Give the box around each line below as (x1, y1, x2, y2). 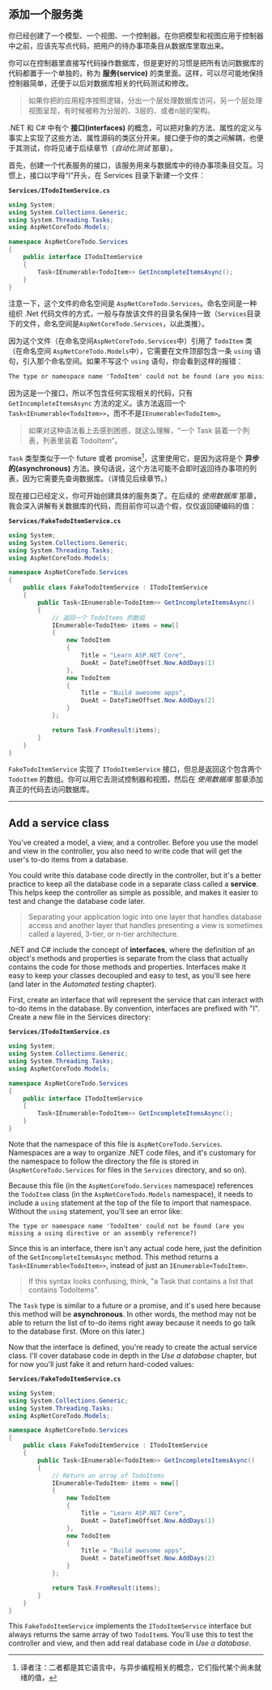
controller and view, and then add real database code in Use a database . (8, 1638, 252, 1648)
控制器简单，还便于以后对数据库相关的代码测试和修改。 (8, 78, 193, 87)
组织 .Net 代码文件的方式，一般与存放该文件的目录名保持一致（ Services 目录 (8, 309, 261, 318)
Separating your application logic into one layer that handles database (28, 912, 262, 922)
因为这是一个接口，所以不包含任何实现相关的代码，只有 (8, 388, 193, 398)
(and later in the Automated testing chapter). (8, 979, 157, 990)
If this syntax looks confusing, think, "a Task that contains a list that (28, 1276, 253, 1286)
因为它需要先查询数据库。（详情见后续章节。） (22, 473, 172, 483)
